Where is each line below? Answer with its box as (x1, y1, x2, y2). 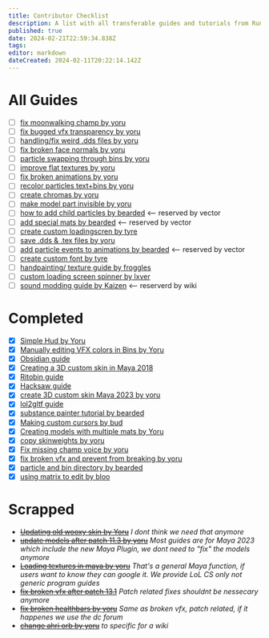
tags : (8, 42, 26, 50)
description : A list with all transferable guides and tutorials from (8, 19, 249, 27)
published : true (8, 26, 62, 35)
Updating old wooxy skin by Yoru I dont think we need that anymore (19, 526, 244, 536)
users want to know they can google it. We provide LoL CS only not (19, 569, 243, 579)
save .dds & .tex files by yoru (19, 235, 115, 245)
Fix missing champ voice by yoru (19, 445, 129, 454)
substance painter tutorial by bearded (19, 408, 145, 418)
